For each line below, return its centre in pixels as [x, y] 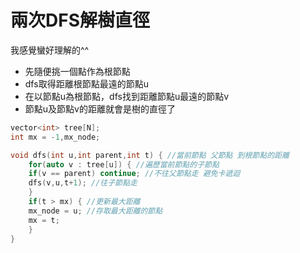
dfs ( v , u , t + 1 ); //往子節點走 [83, 183]
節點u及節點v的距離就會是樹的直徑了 [100, 108]
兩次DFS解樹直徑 [80, 20]
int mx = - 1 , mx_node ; [55, 137]
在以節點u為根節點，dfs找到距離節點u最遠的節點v [127, 96]
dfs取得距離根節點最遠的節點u [86, 83]
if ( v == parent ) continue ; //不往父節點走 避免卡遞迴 [134, 174]
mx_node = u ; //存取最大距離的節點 [95, 211]
